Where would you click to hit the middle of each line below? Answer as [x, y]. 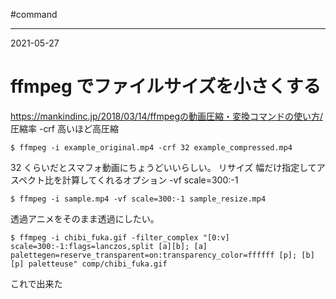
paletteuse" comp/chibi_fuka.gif [98, 264]
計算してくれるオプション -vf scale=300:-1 [150, 180]
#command [34, 14]
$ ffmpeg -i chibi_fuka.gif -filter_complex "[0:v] [120, 237]
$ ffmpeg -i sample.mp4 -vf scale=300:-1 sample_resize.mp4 [138, 199]
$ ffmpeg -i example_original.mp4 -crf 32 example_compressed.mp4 [151, 147]
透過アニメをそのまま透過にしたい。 [85, 218]
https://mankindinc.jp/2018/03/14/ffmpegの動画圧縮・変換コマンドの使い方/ [167, 116]
